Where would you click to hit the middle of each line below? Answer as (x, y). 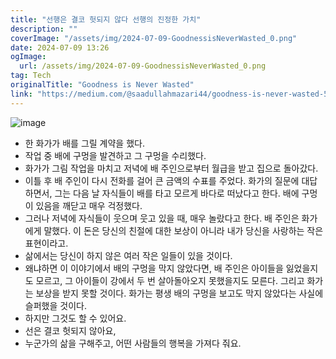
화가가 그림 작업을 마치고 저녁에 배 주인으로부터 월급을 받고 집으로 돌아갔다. (171, 168)
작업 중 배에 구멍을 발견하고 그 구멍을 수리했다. (115, 155)
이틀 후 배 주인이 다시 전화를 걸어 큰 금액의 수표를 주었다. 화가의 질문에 (162, 180)
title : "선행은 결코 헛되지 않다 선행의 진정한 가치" (106, 19)
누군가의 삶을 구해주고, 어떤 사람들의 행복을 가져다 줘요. (133, 343)
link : (21, 94)
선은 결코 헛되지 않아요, (70, 330)
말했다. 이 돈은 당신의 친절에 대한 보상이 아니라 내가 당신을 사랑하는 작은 (183, 230)
